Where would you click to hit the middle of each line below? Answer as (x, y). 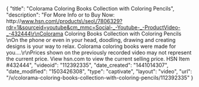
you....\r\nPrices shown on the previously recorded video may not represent (99, 52)
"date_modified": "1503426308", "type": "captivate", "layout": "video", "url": (99, 71)
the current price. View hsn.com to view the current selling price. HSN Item (98, 59)
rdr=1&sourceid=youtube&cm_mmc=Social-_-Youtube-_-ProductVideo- (93, 27)
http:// (14, 21)
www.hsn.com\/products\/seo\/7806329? (72, 21)
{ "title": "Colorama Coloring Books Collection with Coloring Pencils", (90, 9)
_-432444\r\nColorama (35, 34)
